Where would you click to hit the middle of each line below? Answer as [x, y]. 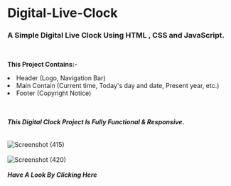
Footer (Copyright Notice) [54, 93]
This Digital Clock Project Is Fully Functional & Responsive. [96, 122]
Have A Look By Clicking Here [52, 175]
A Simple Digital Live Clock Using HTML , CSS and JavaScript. [116, 35]
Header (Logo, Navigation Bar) [61, 78]
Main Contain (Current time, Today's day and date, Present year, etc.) [118, 86]
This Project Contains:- [43, 65]
